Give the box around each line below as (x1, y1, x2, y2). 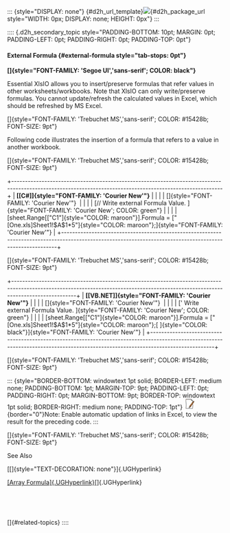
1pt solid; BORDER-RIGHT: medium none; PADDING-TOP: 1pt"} (7, 403, 183, 411)
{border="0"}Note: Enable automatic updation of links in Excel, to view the (7, 410, 218, 419)
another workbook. (7, 143, 61, 151)
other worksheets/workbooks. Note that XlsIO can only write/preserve (7, 87, 206, 96)
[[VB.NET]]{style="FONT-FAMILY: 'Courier (85, 291, 211, 300)
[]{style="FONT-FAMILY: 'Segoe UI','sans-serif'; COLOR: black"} (7, 66, 196, 75)
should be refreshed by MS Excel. (7, 102, 103, 110)
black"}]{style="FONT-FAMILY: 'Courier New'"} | (7, 328, 146, 337)
